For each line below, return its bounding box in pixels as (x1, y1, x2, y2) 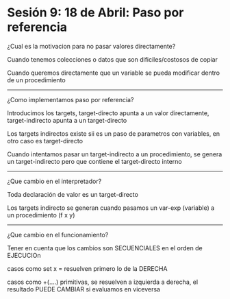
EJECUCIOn (7, 251, 41, 259)
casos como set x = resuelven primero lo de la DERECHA (7, 264, 168, 272)
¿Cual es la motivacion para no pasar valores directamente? (7, 42, 176, 50)
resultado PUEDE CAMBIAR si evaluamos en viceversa (7, 285, 161, 293)
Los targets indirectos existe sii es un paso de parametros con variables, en (7, 129, 220, 138)
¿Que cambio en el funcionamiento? (7, 230, 109, 239)
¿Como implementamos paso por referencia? (7, 95, 134, 104)
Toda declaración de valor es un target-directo (7, 190, 139, 198)
